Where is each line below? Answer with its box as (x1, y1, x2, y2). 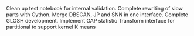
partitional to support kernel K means (6, 23, 96, 30)
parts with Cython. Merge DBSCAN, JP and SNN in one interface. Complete (6, 11, 189, 18)
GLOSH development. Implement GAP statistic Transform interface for (6, 17, 175, 24)
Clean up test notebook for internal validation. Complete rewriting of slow (6, 5, 183, 12)
